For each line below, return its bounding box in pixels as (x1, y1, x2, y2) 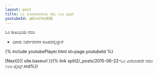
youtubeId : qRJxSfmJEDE (5, 16, 54, 21)
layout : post (5, 7, 32, 12)
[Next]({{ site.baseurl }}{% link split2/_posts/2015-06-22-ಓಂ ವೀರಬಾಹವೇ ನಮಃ (5, 58, 154, 64)
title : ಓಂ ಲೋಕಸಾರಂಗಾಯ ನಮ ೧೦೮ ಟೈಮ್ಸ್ (5, 12, 74, 16)
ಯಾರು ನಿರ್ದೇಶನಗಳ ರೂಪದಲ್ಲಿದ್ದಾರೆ (12, 39, 63, 45)
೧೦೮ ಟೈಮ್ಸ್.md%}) (5, 63, 38, 69)
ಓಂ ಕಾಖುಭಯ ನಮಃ (5, 30, 36, 35)
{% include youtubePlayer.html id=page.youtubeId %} (5, 49, 114, 55)
